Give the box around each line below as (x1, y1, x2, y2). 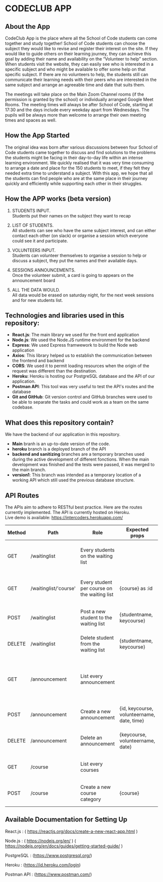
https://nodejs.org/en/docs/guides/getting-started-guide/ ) (5, 843, 123, 849)
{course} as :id (119, 585, 153, 592)
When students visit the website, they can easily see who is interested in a (5, 61, 154, 67)
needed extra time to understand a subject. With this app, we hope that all (5, 170, 153, 176)
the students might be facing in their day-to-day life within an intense (5, 155, 143, 160)
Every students (80, 547, 115, 553)
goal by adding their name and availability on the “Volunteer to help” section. (5, 56, 158, 61)
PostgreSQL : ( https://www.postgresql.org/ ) (5, 852, 92, 858)
